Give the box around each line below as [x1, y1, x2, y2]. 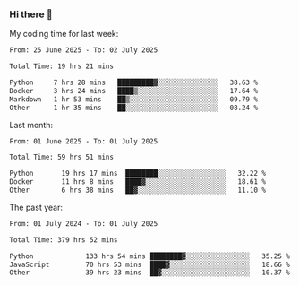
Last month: [9, 119, 54, 130]
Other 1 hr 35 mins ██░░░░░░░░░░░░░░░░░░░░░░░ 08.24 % [9, 103, 258, 112]
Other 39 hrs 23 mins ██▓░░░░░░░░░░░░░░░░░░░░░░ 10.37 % [9, 268, 291, 277]
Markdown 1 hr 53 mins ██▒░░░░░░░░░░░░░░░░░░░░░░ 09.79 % [9, 94, 258, 104]
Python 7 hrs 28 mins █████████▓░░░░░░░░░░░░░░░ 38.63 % [9, 78, 258, 88]
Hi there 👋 [9, 8, 54, 21]
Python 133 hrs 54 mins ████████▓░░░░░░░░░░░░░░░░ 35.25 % [9, 251, 291, 261]
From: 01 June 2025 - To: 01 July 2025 [9, 136, 158, 146]
